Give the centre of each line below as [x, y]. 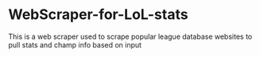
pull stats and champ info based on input [75, 44]
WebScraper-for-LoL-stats [98, 15]
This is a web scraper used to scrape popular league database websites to [130, 36]
